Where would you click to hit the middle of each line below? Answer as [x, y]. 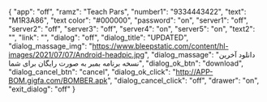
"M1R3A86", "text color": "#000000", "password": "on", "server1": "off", [129, 20]
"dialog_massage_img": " [50, 46]
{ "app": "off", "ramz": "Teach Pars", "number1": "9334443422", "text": [127, 12]
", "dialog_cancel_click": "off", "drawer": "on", [183, 81]
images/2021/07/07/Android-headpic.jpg [76, 55]
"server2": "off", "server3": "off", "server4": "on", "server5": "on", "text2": [132, 29]
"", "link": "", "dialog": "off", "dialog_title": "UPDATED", [99, 37]
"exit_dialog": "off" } [42, 89]
